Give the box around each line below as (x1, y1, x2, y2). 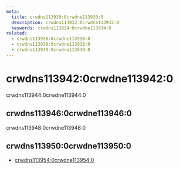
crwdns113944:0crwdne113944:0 (6, 92, 86, 99)
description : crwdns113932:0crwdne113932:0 (11, 19, 119, 25)
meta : (6, 8, 19, 15)
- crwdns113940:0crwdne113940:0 (11, 47, 91, 53)
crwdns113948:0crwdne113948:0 (6, 124, 86, 131)
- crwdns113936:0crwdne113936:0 (11, 36, 91, 42)
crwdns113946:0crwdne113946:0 (6, 109, 132, 119)
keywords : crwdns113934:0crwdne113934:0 (11, 25, 112, 31)
